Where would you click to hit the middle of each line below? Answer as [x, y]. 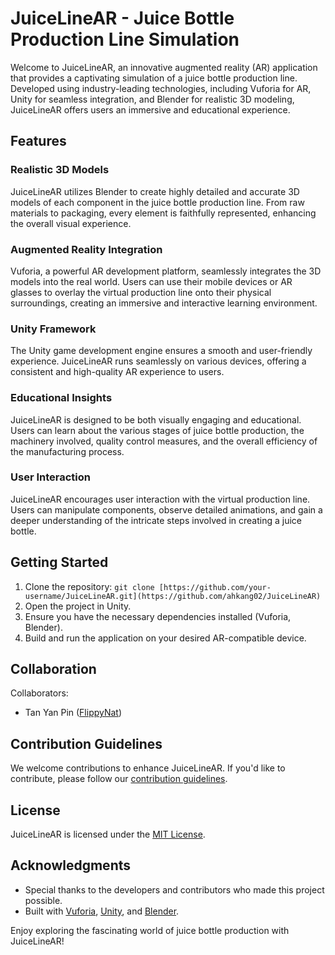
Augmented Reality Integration [86, 249]
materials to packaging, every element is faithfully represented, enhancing [163, 213]
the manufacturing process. [67, 451]
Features [38, 141]
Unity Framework [53, 329]
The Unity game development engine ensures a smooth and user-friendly [161, 351]
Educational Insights [61, 398]
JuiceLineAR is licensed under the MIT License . [108, 834]
